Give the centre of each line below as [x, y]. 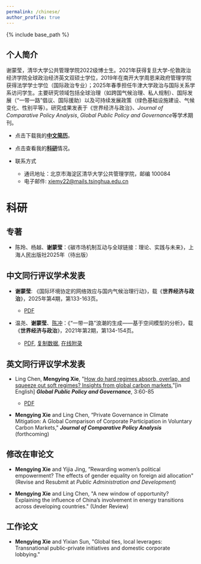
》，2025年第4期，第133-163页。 [61, 299]
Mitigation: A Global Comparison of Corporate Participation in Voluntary [103, 421]
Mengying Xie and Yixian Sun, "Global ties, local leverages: [88, 541]
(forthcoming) [32, 434]
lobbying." [27, 554]
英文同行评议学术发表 [46, 364]
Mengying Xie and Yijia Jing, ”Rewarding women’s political [88, 469]
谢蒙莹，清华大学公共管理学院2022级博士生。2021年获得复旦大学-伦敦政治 [99, 70]
